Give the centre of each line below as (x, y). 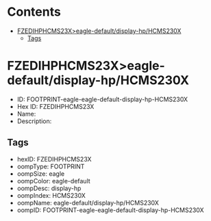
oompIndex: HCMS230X (51, 195)
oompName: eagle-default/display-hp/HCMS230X (88, 203)
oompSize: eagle (41, 173)
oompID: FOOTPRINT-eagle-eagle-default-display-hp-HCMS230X (110, 210)
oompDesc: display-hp (49, 188)
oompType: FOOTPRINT (51, 166)
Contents (34, 12)
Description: (34, 121)
